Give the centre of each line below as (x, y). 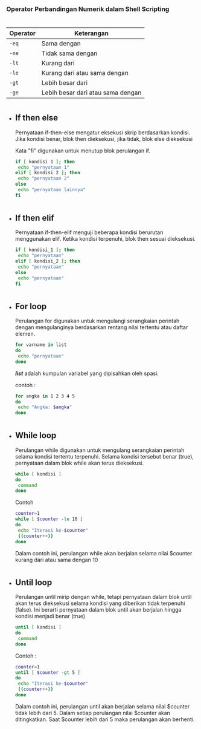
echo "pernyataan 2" (44, 178)
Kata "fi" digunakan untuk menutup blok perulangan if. (83, 151)
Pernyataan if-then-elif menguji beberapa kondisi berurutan (89, 232)
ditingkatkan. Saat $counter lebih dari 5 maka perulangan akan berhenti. (105, 719)
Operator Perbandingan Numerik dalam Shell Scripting (88, 9)
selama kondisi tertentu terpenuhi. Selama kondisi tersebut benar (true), (104, 456)
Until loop (33, 582)
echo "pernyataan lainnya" (52, 190)
